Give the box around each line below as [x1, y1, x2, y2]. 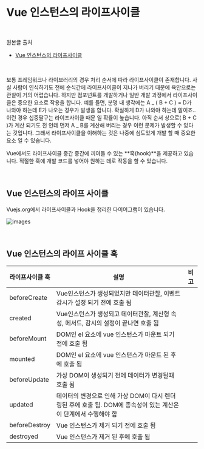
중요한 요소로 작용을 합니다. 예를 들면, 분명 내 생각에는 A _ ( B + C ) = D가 [17, 98, 192, 106]
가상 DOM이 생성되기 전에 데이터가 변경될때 [56, 371, 174, 379]
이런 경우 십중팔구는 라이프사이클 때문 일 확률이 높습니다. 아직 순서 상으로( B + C [6, 113, 197, 121]
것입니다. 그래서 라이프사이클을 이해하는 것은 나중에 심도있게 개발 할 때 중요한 [12, 129, 196, 137]
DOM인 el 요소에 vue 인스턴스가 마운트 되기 [56, 330, 175, 339]
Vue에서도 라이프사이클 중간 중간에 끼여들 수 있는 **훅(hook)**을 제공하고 [6, 149, 183, 157]
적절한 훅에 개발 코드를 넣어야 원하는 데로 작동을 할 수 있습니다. [19, 157, 168, 164]
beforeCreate [9, 293, 47, 302]
